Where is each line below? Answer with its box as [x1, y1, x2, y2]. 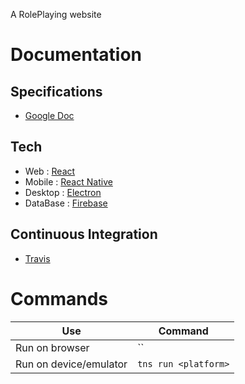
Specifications [10, 83, 103, 100]
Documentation [10, 44, 143, 66]
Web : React [24, 165, 76, 177]
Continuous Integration [10, 226, 158, 243]
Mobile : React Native [24, 175, 113, 188]
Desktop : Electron [24, 186, 102, 198]
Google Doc [24, 110, 75, 121]
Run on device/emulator [15, 357, 128, 371]
